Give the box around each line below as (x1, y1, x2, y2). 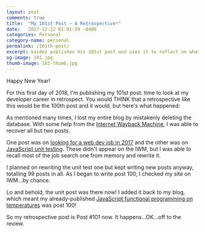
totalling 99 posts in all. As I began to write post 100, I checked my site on (6, 170, 191, 178)
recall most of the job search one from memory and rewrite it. (6, 151, 161, 159)
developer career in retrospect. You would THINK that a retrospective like (6, 95, 191, 103)
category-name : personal (6, 37, 70, 43)
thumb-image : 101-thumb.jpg (6, 60, 78, 66)
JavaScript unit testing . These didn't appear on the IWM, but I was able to (6, 145, 192, 152)
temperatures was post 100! (6, 201, 77, 209)
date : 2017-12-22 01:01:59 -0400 (6, 26, 97, 32)
